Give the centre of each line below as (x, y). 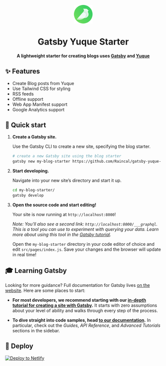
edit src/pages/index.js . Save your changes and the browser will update (86, 249)
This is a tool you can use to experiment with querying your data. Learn (85, 229)
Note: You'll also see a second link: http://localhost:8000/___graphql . (85, 224)
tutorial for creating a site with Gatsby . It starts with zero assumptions (85, 305)
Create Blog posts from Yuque (43, 83)
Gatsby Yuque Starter (83, 42)
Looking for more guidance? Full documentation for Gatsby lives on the (78, 285)
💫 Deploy (19, 346)
